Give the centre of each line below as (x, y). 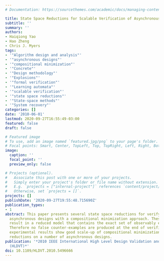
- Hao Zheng (17, 41)
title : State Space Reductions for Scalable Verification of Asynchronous (83, 18)
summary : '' (17, 27)
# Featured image (23, 137)
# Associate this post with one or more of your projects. (69, 178)
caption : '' (22, 155)
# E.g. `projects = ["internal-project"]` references (63, 187)
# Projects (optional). (29, 173)
